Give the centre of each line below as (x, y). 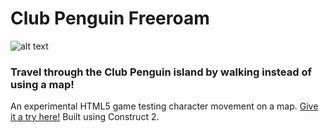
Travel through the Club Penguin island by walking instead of (161, 72)
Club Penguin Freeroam (110, 18)
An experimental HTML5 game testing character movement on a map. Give (164, 106)
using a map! (42, 84)
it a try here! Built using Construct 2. (85, 117)
